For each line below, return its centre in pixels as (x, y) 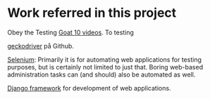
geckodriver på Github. (41, 46)
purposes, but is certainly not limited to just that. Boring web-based (105, 67)
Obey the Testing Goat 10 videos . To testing (70, 32)
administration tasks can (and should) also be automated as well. (101, 74)
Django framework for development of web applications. (89, 88)
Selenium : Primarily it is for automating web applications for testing (105, 59)
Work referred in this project (92, 13)
